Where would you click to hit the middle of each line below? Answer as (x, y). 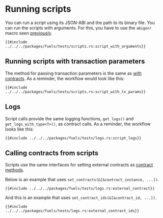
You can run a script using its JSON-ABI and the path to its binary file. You (80, 23)
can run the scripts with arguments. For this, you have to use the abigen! (79, 27)
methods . (15, 170)
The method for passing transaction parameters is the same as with (73, 73)
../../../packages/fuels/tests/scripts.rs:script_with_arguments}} (76, 46)
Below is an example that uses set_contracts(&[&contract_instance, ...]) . (82, 180)
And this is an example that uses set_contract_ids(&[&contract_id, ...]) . (81, 198)
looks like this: (20, 129)
